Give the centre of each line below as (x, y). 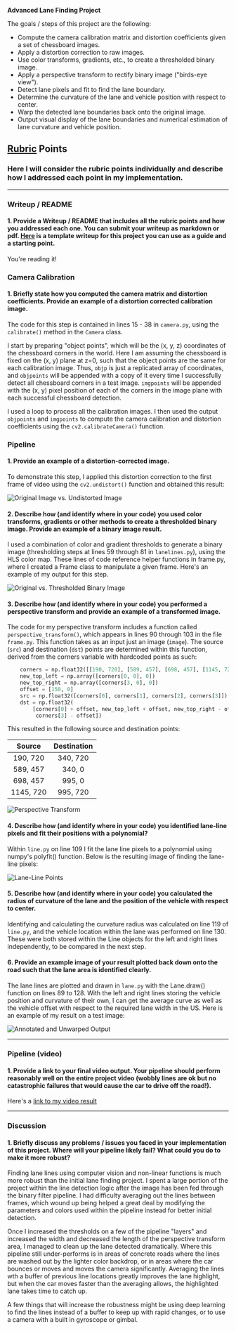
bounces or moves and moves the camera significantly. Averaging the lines (116, 1269)
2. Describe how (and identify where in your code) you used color (105, 514)
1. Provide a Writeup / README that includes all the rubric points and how (116, 221)
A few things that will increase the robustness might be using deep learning (117, 1305)
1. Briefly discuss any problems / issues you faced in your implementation (117, 1142)
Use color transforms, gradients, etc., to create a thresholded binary (116, 60)
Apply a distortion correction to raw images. (81, 52)
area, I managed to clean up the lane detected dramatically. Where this (110, 1247)
